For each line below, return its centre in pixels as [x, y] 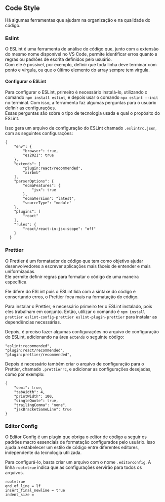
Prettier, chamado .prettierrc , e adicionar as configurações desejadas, [78, 369]
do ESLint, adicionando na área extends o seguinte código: [65, 337]
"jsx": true [44, 190]
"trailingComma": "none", [41, 405]
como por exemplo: [25, 374]
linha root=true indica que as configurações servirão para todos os [74, 467]
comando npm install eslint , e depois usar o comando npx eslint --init [82, 97]
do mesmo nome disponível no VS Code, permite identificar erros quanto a [81, 54]
